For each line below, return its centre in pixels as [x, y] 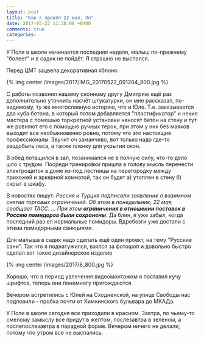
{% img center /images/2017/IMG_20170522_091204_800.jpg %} [87, 82]
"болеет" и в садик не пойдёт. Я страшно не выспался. [78, 59]
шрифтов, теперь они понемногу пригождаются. [69, 283]
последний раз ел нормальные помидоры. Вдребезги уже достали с [96, 222]
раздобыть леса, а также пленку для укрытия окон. [74, 146]
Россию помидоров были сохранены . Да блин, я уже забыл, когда [95, 215]
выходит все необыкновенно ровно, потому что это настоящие [89, 133]
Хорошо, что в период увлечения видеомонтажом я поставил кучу [94, 277]
